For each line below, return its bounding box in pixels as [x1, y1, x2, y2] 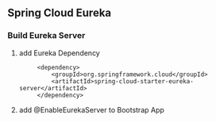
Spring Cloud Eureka [7, 6, 112, 20]
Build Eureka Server [7, 30, 86, 41]
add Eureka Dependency [18, 48, 100, 58]
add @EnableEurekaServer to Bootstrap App [18, 105, 164, 114]
